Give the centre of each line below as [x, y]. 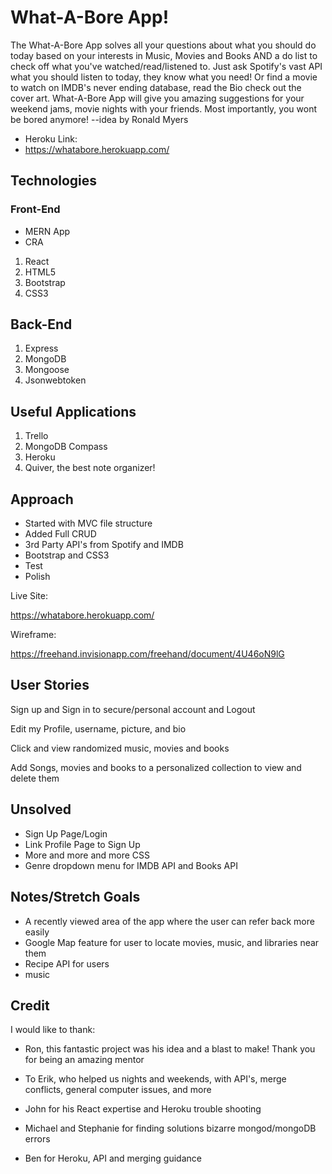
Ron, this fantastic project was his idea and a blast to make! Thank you [170, 1049]
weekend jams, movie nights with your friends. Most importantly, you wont [163, 108]
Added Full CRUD [60, 534]
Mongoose [47, 370]
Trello [36, 436]
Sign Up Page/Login [66, 833]
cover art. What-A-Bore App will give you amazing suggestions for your [157, 98]
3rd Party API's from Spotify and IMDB [104, 545]
